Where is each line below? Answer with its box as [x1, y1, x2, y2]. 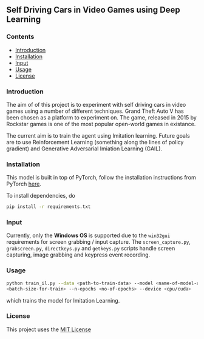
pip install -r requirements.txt [6, 204, 91, 210]
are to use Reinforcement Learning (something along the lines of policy [6, 138, 184, 146]
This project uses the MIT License [6, 326, 91, 333]
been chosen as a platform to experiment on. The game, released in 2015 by [6, 113, 197, 121]
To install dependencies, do [6, 192, 76, 200]
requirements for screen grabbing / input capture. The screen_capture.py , [6, 238, 191, 246]
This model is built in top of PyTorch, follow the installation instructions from [6, 174, 196, 181]
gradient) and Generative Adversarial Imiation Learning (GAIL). [6, 145, 163, 152]
